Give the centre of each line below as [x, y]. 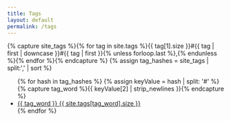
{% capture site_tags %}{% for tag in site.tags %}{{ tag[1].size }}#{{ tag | [111, 46]
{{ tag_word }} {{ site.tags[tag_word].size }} [79, 104]
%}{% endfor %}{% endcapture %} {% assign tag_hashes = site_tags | [108, 61]
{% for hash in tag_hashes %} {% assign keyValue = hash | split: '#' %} [118, 82]
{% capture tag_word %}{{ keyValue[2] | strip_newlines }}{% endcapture [120, 89]
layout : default [30, 20]
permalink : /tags [32, 26]
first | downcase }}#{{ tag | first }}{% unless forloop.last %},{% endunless [112, 53]
